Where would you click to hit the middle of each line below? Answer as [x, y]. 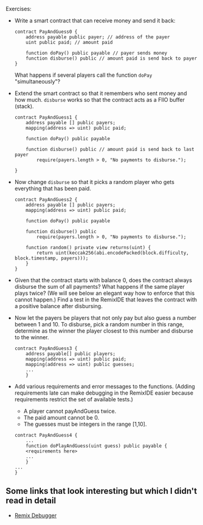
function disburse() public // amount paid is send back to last [110, 149]
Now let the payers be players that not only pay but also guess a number [105, 318]
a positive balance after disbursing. [58, 306]
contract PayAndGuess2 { [46, 200]
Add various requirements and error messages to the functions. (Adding [105, 386]
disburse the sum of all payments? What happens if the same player [99, 287]
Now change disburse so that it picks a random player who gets [94, 182]
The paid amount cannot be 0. [61, 418]
